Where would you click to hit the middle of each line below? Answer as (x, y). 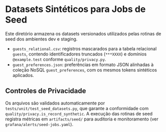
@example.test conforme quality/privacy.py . (59, 59)
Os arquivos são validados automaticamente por (55, 103)
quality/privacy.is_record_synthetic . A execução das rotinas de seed (79, 113)
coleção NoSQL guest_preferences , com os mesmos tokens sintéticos (85, 70)
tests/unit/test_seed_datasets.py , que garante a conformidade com (77, 108)
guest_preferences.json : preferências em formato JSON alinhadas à (83, 64)
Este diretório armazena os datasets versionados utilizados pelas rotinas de (83, 33)
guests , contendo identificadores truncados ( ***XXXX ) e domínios (79, 54)
